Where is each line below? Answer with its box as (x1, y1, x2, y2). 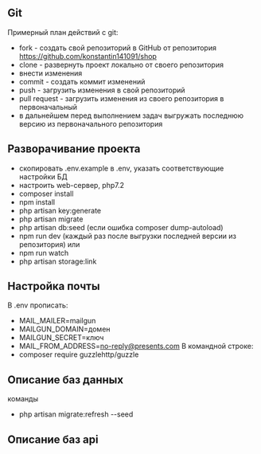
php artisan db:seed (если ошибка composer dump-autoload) (18, 222, 224, 232)
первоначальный (18, 102, 77, 112)
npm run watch (18, 248, 69, 257)
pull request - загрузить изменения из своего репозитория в (18, 93, 224, 103)
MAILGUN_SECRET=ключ (18, 333, 104, 342)
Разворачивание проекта (7, 143, 141, 156)
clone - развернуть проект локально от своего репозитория (18, 60, 224, 69)
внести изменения (18, 68, 83, 78)
